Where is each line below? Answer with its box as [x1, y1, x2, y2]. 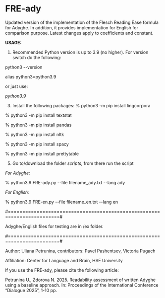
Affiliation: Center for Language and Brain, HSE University [5, 257, 123, 263]
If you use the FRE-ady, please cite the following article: [5, 267, 119, 273]
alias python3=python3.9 [5, 74, 56, 79]
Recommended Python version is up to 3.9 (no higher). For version [12, 49, 149, 55]
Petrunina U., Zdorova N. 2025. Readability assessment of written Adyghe [5, 277, 156, 283]
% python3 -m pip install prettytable [5, 150, 79, 156]
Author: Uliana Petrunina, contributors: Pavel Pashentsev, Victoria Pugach [5, 248, 156, 254]
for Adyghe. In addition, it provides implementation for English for [5, 24, 139, 30]
